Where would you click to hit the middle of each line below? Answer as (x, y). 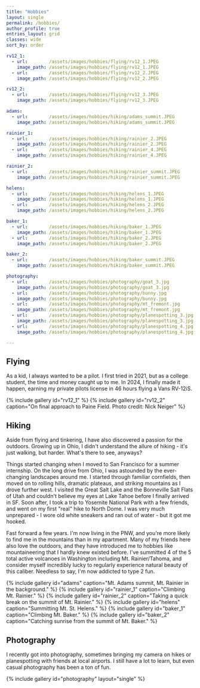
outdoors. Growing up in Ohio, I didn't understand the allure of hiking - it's (97, 446)
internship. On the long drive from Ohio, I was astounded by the (84, 470)
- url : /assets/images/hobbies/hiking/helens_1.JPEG (88, 194)
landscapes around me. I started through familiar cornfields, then (110, 477)
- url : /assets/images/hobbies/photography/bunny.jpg (89, 293)
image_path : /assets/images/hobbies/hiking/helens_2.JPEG (90, 210)
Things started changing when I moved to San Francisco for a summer (93, 464)
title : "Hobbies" (28, 12)
